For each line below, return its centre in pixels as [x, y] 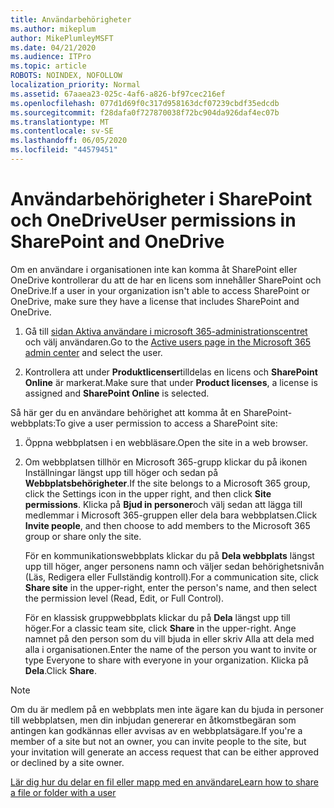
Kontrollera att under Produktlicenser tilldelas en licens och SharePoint [171, 372]
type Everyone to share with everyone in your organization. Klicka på [166, 660]
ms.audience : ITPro [51, 57]
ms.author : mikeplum [53, 29]
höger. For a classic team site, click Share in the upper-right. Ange [160, 628]
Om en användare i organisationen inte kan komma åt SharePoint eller [154, 269]
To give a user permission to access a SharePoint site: [166, 423]
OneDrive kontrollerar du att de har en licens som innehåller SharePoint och [166, 280]
